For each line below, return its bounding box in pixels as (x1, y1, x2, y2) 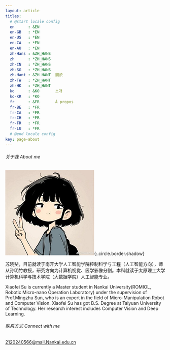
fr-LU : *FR (10, 126, 40, 132)
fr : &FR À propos (10, 99, 74, 104)
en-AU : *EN (10, 46, 40, 51)
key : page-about (5, 137, 40, 142)
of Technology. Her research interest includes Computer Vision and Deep (5, 305, 159, 311)
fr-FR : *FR (10, 121, 40, 126)
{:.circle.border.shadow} (94, 250, 145, 257)
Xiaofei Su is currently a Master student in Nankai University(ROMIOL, (5, 283, 151, 290)
